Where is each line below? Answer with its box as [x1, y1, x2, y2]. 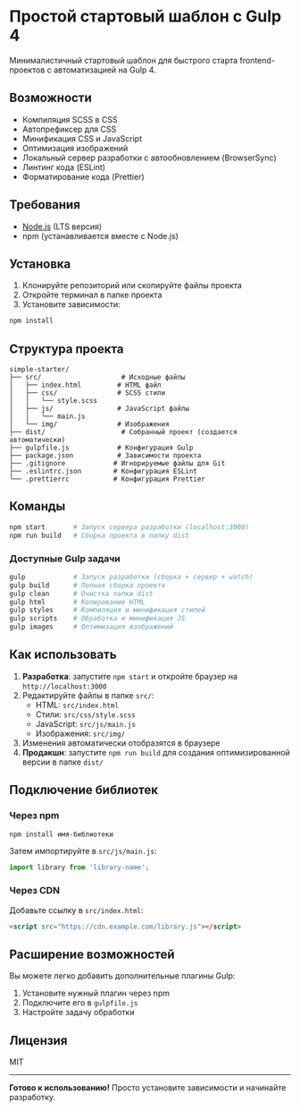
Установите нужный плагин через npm [21, 987, 170, 999]
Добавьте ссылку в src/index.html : [9, 904, 144, 915]
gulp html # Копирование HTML [9, 597, 146, 606]
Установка [9, 256, 71, 271]
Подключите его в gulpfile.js [21, 997, 138, 1008]
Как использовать [9, 647, 118, 662]
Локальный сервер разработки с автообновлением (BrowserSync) [21, 152, 277, 163]
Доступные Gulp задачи [9, 552, 121, 565]
